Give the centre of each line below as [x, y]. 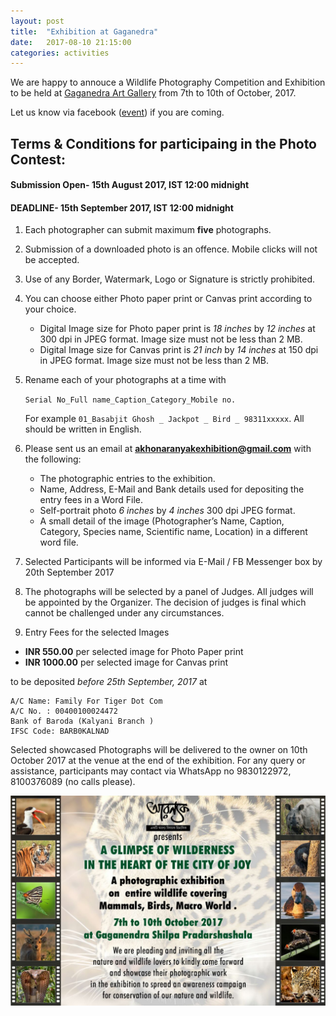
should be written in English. [83, 429]
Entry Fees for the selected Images [97, 632]
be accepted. [52, 260]
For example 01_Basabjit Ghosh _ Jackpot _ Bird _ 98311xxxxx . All [164, 419]
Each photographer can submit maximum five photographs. [148, 230]
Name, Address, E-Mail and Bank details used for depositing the [172, 489]
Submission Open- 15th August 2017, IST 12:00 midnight [130, 185]
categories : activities [60, 53]
